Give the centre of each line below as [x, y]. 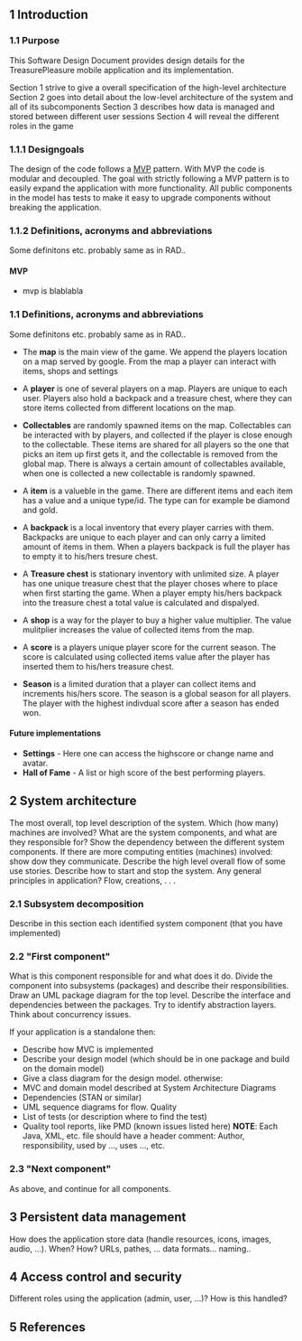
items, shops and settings [70, 370]
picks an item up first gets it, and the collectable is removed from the [150, 454]
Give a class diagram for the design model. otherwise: [123, 1078]
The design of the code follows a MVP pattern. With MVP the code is [137, 169]
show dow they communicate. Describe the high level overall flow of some [147, 861]
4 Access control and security [96, 1276]
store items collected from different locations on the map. [129, 408]
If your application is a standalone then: [82, 1032]
